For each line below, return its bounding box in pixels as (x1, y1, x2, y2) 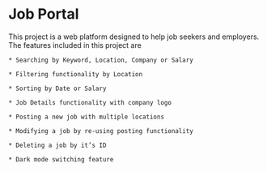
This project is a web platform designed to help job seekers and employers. (8, 32, 260, 41)
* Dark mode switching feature (8, 155, 114, 163)
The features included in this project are (8, 40, 142, 49)
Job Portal (8, 5, 79, 24)
